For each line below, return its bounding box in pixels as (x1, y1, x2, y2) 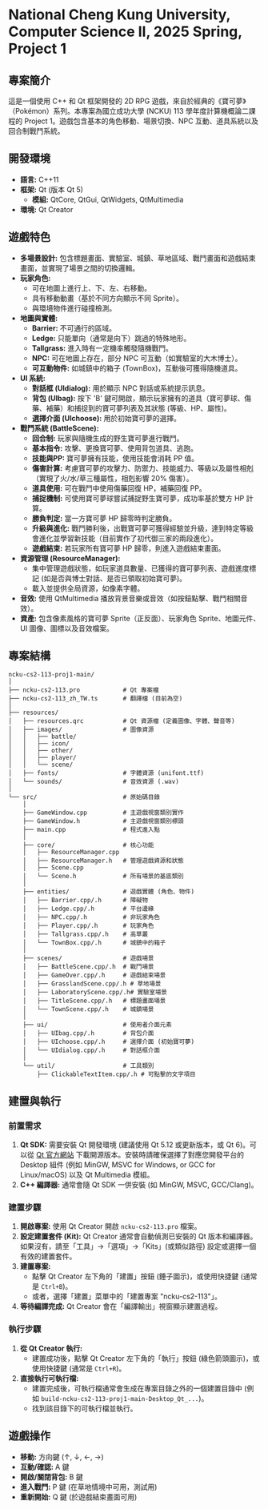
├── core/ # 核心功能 (22, 841, 154, 849)
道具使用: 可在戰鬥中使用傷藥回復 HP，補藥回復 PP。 (31, 483, 206, 493)
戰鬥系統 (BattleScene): (19, 423, 99, 433)
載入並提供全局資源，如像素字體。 (31, 583, 145, 593)
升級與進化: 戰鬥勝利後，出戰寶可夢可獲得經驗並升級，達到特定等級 (31, 523, 254, 533)
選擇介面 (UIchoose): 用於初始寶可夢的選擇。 (31, 413, 182, 423)
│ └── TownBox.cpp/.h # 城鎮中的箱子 (22, 939, 166, 947)
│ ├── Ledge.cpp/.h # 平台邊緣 (22, 905, 154, 913)
